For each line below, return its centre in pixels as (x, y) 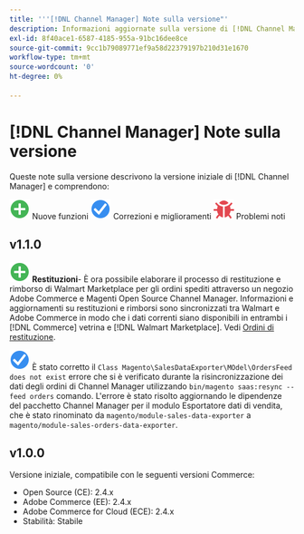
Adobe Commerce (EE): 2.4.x (77, 502)
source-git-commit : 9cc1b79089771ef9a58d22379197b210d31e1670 (129, 48)
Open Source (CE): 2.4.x (68, 492)
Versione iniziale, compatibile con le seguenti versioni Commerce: (132, 475)
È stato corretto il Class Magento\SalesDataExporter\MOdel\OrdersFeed (161, 366)
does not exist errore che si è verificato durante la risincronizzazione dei (146, 376)
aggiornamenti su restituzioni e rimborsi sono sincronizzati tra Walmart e (145, 307)
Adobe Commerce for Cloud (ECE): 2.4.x (98, 511)
